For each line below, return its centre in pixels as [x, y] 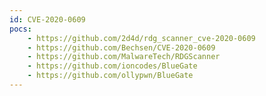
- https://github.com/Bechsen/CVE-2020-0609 [121, 47]
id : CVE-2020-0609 [47, 19]
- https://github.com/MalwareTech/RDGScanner [124, 57]
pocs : [20, 29]
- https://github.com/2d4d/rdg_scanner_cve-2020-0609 [141, 38]
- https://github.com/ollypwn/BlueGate [110, 76]
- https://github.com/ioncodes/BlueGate [112, 66]
